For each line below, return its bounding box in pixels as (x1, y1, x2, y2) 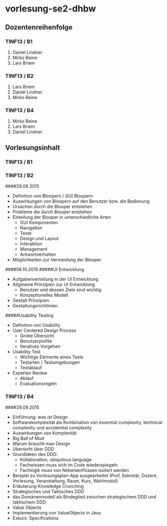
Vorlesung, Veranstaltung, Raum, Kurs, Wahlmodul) (12, 478, 118, 484)
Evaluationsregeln (19, 381, 57, 387)
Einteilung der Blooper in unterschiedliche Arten (12, 214, 111, 220)
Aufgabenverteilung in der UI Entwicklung (12, 276, 98, 282)
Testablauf (19, 365, 42, 371)
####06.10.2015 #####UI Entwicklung (5, 266, 84, 273)
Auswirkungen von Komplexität (12, 430, 77, 436)
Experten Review (12, 370, 47, 376)
